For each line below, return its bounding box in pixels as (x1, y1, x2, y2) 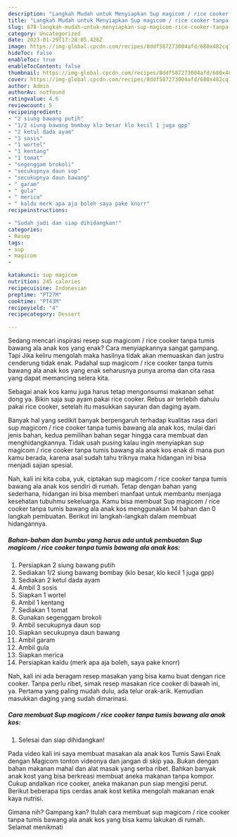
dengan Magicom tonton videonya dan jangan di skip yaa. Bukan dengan (8, 757, 219, 765)
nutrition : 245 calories (8, 278, 81, 285)
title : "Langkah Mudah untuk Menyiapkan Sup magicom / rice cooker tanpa (8, 17, 229, 24)
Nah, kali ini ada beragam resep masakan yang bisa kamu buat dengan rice (8, 672, 226, 681)
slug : (8, 23, 24, 30)
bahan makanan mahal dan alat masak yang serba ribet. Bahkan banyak (8, 764, 217, 773)
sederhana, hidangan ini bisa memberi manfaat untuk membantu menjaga (8, 490, 222, 498)
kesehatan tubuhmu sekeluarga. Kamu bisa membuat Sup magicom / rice (8, 497, 220, 506)
